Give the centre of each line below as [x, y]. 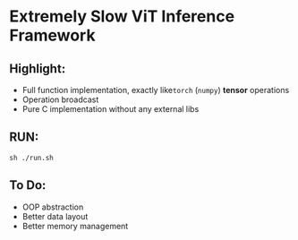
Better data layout [55, 216]
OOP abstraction [53, 207]
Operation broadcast [60, 99]
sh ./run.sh [31, 158]
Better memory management [75, 226]
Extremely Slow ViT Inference [122, 17]
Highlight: [38, 69]
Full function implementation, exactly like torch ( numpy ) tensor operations [156, 90]
